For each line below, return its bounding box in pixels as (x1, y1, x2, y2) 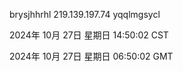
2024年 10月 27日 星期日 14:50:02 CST (9, 29, 169, 41)
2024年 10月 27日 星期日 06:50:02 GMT (9, 50, 174, 62)
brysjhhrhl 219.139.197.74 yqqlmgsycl (9, 9, 161, 20)
